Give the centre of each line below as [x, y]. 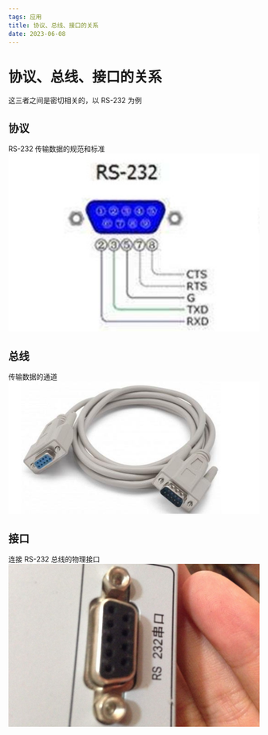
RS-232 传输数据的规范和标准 [57, 149]
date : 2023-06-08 [37, 34]
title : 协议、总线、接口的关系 [53, 25]
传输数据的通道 [33, 377]
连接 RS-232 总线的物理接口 [54, 559]
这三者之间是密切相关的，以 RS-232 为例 [75, 101]
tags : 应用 [25, 17]
